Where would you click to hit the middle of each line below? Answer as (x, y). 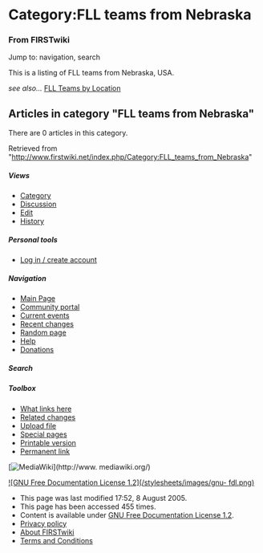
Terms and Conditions (57, 540)
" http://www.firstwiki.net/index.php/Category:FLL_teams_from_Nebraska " (130, 157)
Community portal (50, 307)
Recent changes (47, 324)
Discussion (38, 204)
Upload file (38, 425)
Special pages (43, 434)
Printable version (48, 442)
